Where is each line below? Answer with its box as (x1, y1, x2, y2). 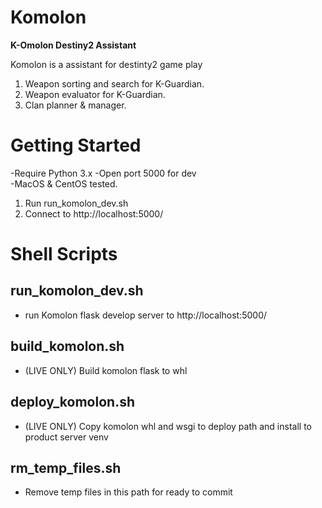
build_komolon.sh (10, 338, 125, 355)
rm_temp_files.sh (10, 459, 122, 476)
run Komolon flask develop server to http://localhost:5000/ (24, 309, 268, 321)
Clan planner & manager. (24, 99, 127, 111)
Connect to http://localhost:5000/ (24, 207, 164, 220)
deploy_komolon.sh (10, 394, 135, 411)
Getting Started (10, 134, 142, 157)
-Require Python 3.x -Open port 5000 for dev (10, 167, 197, 179)
